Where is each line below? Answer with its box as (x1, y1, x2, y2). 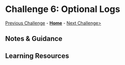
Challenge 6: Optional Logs (5, 3, 120, 15)
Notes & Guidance (5, 34, 62, 43)
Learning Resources (5, 51, 69, 60)
